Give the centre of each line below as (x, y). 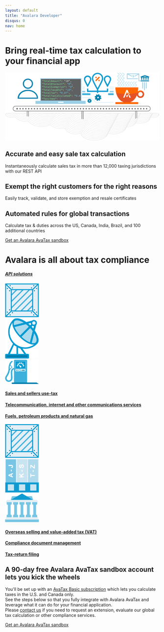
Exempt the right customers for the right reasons (81, 187)
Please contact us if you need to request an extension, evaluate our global (80, 610)
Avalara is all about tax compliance (77, 260)
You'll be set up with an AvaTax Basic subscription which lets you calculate (80, 589)
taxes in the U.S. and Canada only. (40, 594)
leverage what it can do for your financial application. (59, 605)
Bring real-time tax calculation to (73, 51)
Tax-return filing (22, 555)
